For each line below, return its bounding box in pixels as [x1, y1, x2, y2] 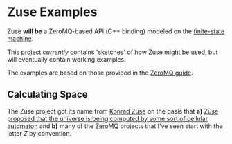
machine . [7, 34, 34, 42]
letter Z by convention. [7, 129, 71, 137]
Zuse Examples [7, 4, 98, 20]
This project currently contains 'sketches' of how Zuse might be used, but [7, 48, 218, 56]
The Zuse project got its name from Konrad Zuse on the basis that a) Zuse [7, 107, 219, 115]
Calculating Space [7, 89, 88, 100]
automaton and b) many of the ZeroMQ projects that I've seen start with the [7, 122, 223, 130]
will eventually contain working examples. [7, 55, 126, 63]
